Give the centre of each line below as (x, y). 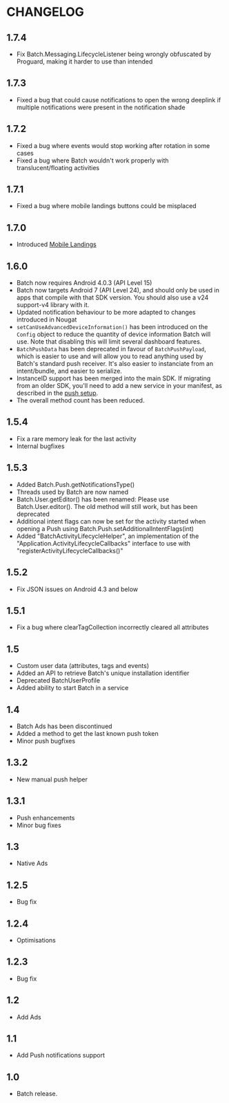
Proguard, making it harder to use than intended (84, 62)
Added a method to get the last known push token (88, 733)
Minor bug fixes (39, 825)
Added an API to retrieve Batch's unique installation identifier (103, 673)
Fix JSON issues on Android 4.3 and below (77, 589)
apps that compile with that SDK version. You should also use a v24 (112, 297)
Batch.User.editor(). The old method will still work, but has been (107, 506)
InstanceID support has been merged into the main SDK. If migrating (113, 378)
